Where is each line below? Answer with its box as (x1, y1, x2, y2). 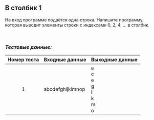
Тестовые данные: (5, 43, 52, 50)
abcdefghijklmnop (44, 86, 86, 93)
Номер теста (7, 56, 39, 63)
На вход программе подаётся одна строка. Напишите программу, (5, 17, 144, 22)
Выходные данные (91, 56, 138, 63)
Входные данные (44, 56, 87, 63)
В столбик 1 (5, 4, 42, 12)
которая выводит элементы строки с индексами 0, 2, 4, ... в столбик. (5, 22, 150, 28)
